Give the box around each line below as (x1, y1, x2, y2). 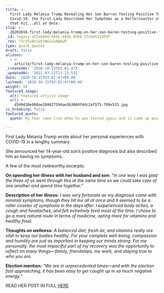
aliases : (5, 52, 23, 58)
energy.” (5, 273, 23, 279)
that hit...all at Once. (10, 20, 60, 26)
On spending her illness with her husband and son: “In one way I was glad (5, 172, 158, 178)
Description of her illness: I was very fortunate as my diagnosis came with (5, 192, 157, 198)
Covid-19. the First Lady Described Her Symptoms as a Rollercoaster (10, 16, 154, 21)
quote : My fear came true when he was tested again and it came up (10, 116, 150, 121)
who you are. (5, 253, 32, 259)
